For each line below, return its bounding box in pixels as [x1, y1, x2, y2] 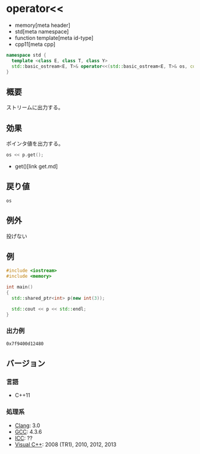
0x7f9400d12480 [6, 340, 44, 346]
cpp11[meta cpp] [14, 41, 55, 48]
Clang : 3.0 [14, 422, 40, 429]
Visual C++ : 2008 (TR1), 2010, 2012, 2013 [14, 441, 117, 448]
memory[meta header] [14, 22, 70, 29]
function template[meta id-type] [14, 34, 94, 41]
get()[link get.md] [14, 162, 58, 170]
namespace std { [6, 52, 46, 58]
